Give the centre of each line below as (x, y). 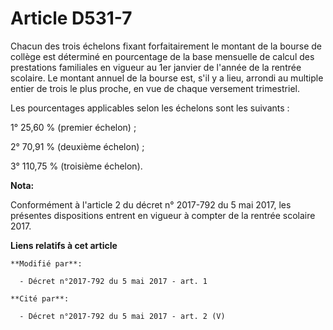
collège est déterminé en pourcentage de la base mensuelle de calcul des (162, 56)
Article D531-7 (71, 18)
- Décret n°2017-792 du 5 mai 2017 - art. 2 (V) (122, 316)
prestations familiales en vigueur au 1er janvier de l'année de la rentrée (156, 67)
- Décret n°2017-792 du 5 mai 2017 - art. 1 (113, 281)
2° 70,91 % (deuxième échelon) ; (77, 146)
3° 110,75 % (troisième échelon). (76, 166)
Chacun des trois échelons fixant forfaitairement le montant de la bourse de (166, 46)
